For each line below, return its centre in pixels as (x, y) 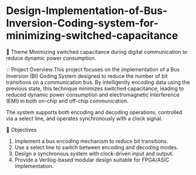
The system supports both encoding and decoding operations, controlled (94, 112)
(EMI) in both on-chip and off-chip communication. (67, 101)
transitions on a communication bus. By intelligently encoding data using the (98, 82)
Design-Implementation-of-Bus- (87, 11)
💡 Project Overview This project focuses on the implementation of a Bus (93, 69)
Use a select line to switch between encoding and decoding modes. (96, 147)
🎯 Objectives (21, 129)
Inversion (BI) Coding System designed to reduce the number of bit (87, 76)
